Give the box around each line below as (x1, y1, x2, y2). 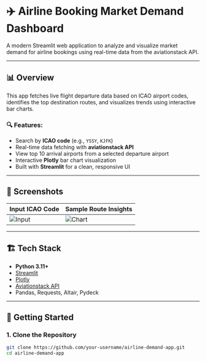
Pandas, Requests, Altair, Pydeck (15, 288, 99, 296)
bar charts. (6, 105, 34, 112)
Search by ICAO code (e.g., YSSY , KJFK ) (15, 137, 113, 144)
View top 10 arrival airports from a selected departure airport (15, 150, 169, 158)
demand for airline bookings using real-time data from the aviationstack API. (6, 48, 199, 55)
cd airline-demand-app (6, 350, 64, 356)
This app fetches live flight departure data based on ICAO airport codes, (6, 92, 189, 99)
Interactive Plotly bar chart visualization (15, 156, 116, 164)
